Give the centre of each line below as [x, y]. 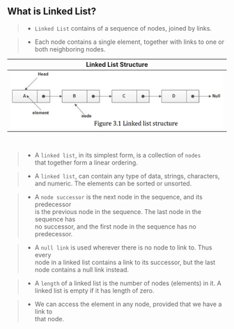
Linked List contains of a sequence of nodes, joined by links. [123, 28]
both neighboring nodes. [70, 49]
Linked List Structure [117, 65]
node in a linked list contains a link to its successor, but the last [125, 262]
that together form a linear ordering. [86, 162]
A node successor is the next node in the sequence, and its [119, 197]
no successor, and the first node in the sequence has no [115, 227]
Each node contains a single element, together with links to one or [130, 42]
